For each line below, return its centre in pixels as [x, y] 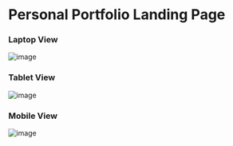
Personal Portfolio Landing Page [117, 15]
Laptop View [33, 40]
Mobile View [33, 116]
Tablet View [32, 77]
